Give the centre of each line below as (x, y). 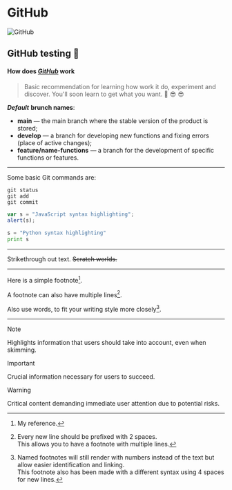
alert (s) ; (21, 220)
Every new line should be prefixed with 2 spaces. (87, 436)
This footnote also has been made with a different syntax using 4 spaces (120, 472)
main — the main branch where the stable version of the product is (113, 121)
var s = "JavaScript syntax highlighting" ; (71, 214)
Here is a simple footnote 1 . (45, 280)
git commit (23, 202)
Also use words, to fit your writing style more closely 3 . (84, 309)
